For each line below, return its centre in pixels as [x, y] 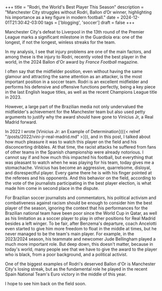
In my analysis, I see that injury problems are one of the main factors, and [78, 51]
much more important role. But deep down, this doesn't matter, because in [79, 244]
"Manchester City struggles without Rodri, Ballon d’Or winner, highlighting [78, 12]
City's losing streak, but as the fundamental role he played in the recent [76, 269]
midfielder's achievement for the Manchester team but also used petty [75, 112]
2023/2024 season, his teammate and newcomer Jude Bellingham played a [80, 239]
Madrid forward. [21, 122]
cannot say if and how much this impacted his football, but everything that [79, 157]
